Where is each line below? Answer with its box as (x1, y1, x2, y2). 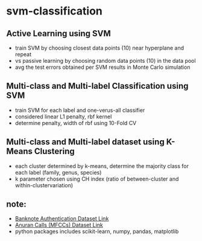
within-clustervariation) (14, 181, 74, 188)
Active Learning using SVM (6, 28, 112, 39)
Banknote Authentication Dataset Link (14, 215, 109, 222)
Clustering (34, 146, 75, 156)
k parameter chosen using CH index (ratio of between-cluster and (14, 175, 179, 182)
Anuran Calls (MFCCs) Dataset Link (14, 222, 104, 229)
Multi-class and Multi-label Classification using (6, 81, 189, 91)
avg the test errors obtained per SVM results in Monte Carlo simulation (14, 63, 191, 71)
